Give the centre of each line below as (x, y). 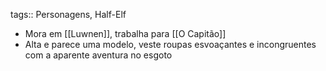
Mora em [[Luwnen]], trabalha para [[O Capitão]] (125, 33)
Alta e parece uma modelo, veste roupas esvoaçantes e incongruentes (170, 44)
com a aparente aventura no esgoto (98, 55)
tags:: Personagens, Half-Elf (68, 14)
